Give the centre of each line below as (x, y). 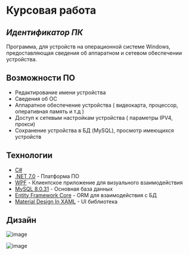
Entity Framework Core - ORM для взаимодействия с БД (86, 195)
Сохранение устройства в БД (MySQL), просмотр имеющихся (94, 130)
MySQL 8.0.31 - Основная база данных (64, 189)
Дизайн (21, 220)
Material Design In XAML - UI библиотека (66, 201)
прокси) (25, 124)
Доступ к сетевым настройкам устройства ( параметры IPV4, (94, 117)
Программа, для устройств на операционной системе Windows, (89, 46)
